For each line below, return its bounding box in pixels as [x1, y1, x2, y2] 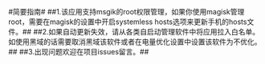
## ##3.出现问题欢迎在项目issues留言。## [8, 47, 149, 56]
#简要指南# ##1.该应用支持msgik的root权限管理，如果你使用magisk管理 [8, 7, 245, 16]
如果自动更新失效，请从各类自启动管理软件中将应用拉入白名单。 [47, 27, 259, 36]
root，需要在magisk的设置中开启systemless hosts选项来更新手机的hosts [8, 17, 247, 26]
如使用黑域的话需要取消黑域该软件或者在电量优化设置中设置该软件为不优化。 [8, 37, 262, 46]
